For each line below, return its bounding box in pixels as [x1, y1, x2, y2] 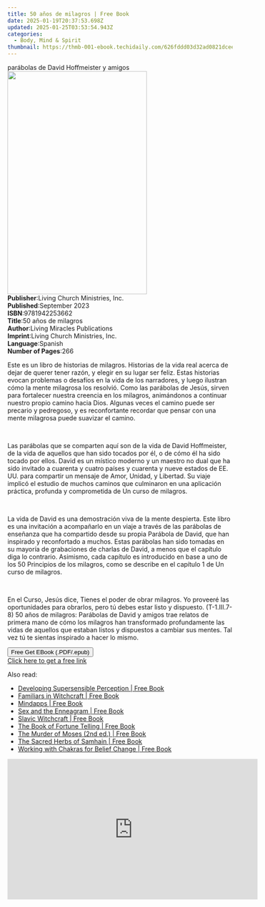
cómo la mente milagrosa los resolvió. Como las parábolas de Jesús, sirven [7, 383, 229, 392]
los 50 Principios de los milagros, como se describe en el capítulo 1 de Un [7, 560, 224, 568]
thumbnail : [7, 44, 40, 51]
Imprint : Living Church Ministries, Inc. [7, 332, 117, 340]
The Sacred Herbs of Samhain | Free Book [17, 737, 143, 746]
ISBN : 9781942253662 [7, 309, 73, 318]
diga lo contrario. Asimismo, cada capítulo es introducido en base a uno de [7, 552, 228, 561]
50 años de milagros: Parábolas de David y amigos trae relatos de [15, 611, 209, 619]
